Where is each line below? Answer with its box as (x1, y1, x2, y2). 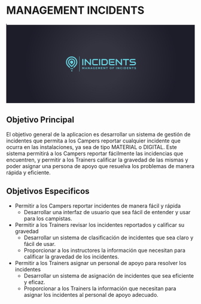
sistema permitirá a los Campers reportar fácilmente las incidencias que (6, 150, 184, 157)
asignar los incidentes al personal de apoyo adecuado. (23, 291, 159, 298)
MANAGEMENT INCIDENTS (6, 4, 145, 17)
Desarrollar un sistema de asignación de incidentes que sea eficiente (23, 272, 194, 279)
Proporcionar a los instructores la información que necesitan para (23, 247, 185, 254)
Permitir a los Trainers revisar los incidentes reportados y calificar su (14, 221, 185, 228)
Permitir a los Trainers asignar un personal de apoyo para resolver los (14, 259, 187, 266)
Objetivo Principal (6, 115, 75, 125)
